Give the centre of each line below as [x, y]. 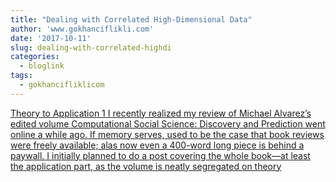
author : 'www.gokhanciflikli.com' [82, 29]
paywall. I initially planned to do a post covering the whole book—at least [160, 155]
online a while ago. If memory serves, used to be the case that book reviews [167, 134]
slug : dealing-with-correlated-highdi [91, 47]
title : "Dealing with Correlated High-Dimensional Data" [131, 19]
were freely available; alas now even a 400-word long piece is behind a [157, 145]
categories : [35, 57]
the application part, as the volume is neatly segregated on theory [146, 166]
